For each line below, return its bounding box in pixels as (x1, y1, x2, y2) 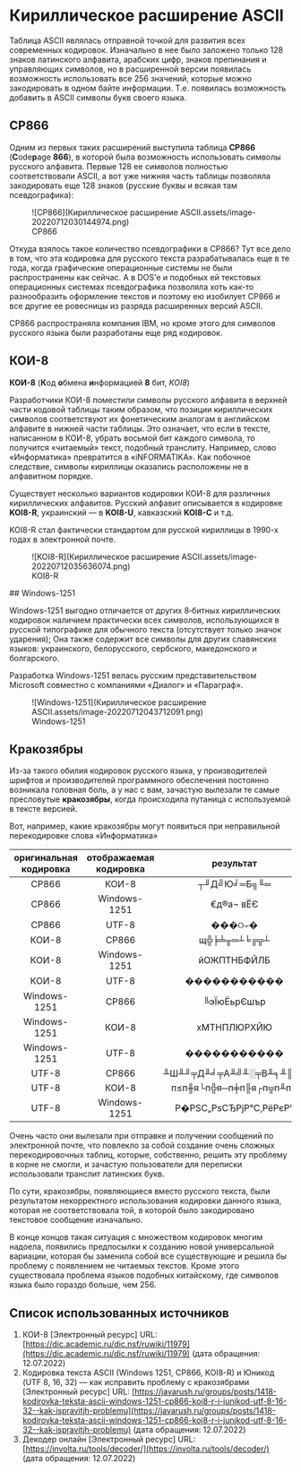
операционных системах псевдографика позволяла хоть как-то (9, 281, 254, 292)
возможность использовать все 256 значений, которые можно (9, 73, 253, 83)
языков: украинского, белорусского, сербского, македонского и (9, 642, 257, 654)
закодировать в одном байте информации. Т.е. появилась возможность (9, 82, 287, 93)
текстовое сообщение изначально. (9, 1215, 143, 1226)
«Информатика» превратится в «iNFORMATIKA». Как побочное (9, 452, 251, 462)
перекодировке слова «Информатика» (9, 831, 159, 841)
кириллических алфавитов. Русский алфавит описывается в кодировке (9, 497, 283, 508)
